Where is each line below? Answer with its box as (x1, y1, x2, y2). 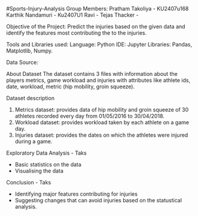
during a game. (14, 138, 53, 145)
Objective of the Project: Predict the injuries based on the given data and (6, 23, 185, 30)
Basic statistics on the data (14, 161, 82, 168)
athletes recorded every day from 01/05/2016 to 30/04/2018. (14, 113, 165, 119)
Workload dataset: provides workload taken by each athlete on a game (14, 119, 190, 126)
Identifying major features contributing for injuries (14, 190, 138, 198)
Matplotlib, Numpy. (6, 47, 53, 54)
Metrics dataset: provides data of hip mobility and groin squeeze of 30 (14, 106, 189, 113)
